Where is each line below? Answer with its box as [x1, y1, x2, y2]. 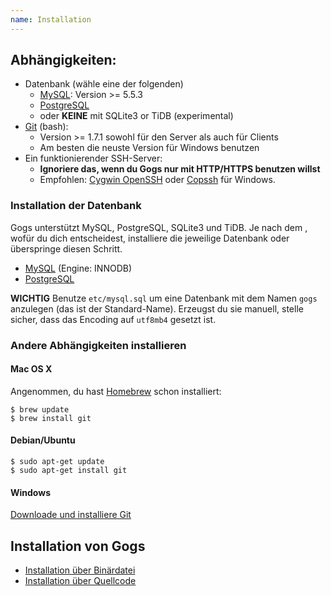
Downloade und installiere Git [10, 509, 132, 521]
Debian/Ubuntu [10, 434, 76, 446]
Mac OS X [10, 363, 53, 375]
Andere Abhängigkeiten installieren [10, 338, 187, 352]
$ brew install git [10, 413, 92, 423]
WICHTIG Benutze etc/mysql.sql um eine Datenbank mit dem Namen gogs [10, 292, 318, 304]
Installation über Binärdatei [24, 564, 136, 576]
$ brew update [10, 404, 70, 415]
